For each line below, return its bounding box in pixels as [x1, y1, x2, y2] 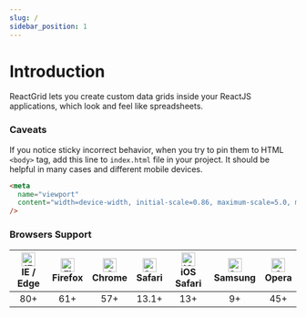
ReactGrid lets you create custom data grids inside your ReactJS [9, 91, 252, 102]
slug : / [9, 13, 39, 23]
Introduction [9, 61, 106, 82]
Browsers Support [9, 229, 92, 241]
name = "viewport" [17, 189, 79, 199]
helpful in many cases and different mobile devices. [9, 163, 203, 174]
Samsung [213, 271, 257, 283]
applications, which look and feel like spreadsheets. [9, 101, 203, 112]
